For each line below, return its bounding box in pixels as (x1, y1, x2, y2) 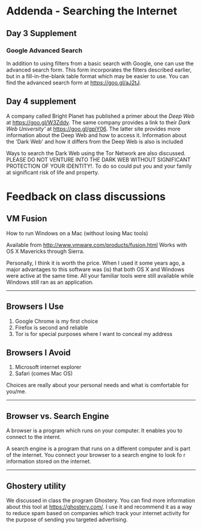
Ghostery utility (6, 481, 66, 491)
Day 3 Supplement (6, 28, 77, 38)
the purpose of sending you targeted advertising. (6, 516, 128, 523)
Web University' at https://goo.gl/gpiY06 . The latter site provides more (6, 125, 181, 132)
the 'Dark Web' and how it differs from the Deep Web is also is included (6, 138, 183, 145)
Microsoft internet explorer (14, 364, 82, 371)
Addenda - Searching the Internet (6, 4, 177, 18)
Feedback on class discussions (6, 189, 166, 203)
